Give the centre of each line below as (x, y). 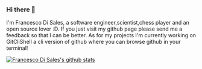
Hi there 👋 (21, 10)
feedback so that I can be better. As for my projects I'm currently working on (101, 35)
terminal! (17, 48)
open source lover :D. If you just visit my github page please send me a (94, 29)
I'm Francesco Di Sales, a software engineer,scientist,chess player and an (98, 23)
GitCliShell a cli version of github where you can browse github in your (93, 42)
